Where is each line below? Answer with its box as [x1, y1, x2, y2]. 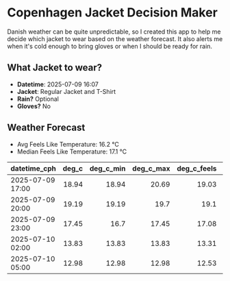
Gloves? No [16, 101, 51, 110]
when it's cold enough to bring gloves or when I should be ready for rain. [7, 42, 213, 50]
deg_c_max [132, 163, 170, 173]
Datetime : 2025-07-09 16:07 [16, 80, 99, 88]
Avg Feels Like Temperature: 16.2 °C [16, 140, 120, 148]
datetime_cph [10, 163, 57, 173]
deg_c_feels [177, 163, 217, 173]
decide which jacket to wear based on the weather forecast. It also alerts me [7, 34, 223, 42]
